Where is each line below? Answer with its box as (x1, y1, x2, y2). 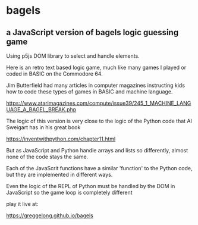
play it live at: (6, 201, 39, 207)
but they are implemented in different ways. (6, 171, 113, 178)
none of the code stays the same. (6, 153, 89, 160)
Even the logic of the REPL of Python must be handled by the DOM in (6, 183, 175, 189)
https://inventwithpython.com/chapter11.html (6, 135, 116, 142)
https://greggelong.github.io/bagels (6, 212, 93, 219)
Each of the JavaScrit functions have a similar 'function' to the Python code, (6, 165, 193, 171)
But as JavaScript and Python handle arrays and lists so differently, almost (6, 147, 188, 154)
